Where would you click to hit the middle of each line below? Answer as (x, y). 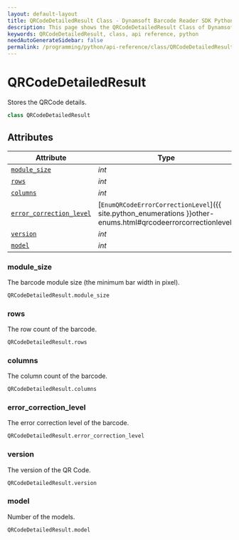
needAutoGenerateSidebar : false (55, 41)
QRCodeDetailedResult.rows (47, 342)
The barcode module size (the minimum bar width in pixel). (94, 282)
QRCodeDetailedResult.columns (52, 389)
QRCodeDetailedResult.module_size (59, 295)
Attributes (30, 137)
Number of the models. (41, 516)
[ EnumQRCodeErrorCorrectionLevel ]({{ (160, 204)
